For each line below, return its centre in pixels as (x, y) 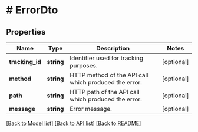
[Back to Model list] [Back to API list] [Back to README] (74, 123)
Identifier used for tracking (107, 58)
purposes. (84, 65)
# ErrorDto (32, 10)
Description (113, 48)
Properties (26, 32)
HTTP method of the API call (109, 75)
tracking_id (25, 62)
